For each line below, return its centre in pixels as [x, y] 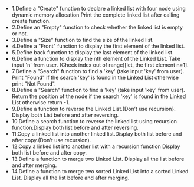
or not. [20, 34]
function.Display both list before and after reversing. [75, 127]
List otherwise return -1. [41, 102]
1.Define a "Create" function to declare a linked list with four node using [98, 9]
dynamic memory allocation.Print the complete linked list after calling [96, 15]
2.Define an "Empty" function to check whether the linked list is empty [97, 27]
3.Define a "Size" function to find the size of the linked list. [83, 40]
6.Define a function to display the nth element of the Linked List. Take [96, 59]
